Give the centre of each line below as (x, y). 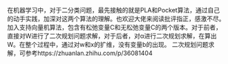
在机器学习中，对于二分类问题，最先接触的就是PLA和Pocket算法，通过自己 (113, 10)
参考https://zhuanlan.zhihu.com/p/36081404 (89, 53)
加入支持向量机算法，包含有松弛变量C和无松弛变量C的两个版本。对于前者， (115, 27)
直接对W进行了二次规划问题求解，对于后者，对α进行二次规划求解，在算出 (112, 36)
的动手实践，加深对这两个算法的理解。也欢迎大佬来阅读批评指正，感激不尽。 (116, 19)
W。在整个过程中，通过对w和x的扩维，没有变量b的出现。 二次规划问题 (108, 44)
